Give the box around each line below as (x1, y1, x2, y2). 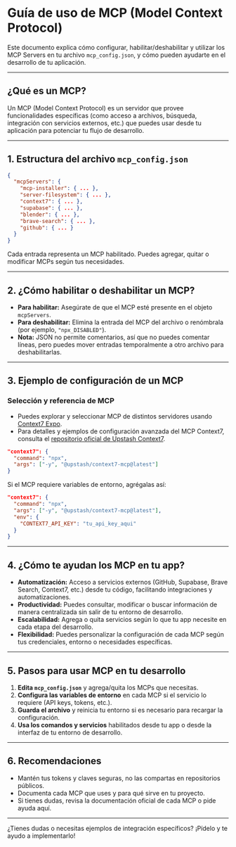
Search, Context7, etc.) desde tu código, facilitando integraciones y (17, 585, 213, 594)
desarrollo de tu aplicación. (7, 58, 86, 66)
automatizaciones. (17, 593, 72, 601)
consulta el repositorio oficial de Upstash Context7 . (17, 434, 166, 442)
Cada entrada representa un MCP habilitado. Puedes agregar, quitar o (7, 250, 209, 258)
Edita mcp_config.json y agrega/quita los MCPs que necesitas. (17, 683, 199, 692)
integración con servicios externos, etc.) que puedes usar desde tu (7, 118, 202, 127)
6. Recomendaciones (7, 755, 102, 768)
